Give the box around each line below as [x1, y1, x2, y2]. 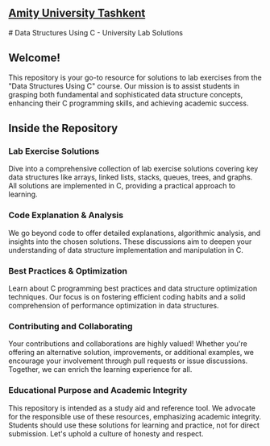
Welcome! [8, 52, 60, 65]
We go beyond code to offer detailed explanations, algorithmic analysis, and [8, 228, 261, 237]
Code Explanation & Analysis [8, 209, 123, 221]
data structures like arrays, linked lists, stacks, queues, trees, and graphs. [8, 172, 253, 182]
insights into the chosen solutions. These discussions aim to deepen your [8, 237, 252, 246]
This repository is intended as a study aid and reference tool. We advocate [8, 403, 256, 413]
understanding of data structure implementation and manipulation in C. [8, 245, 243, 254]
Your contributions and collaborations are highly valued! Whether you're [8, 339, 247, 349]
